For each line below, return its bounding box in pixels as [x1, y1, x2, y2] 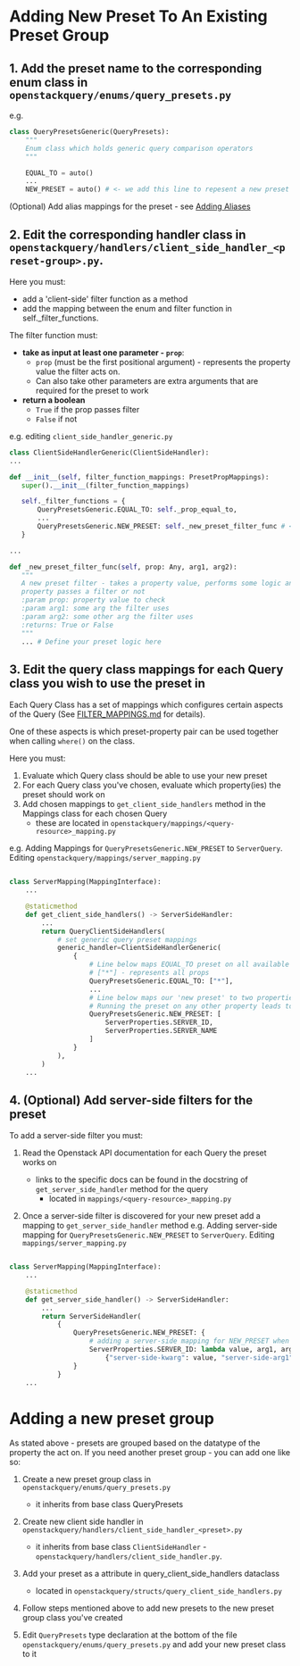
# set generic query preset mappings [56, 935, 198, 944]
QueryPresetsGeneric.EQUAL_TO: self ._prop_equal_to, [37, 505, 238, 514]
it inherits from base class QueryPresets [35, 1499, 184, 1510]
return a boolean [21, 395, 86, 405]
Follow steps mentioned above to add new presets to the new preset [21, 1603, 274, 1613]
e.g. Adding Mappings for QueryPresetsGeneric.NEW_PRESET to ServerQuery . [9, 843, 283, 854]
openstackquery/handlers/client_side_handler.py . [35, 1551, 222, 1562]
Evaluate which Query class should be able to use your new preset [21, 771, 268, 781]
